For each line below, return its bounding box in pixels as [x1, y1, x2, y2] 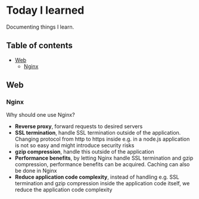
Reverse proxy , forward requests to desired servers [14, 123, 143, 130]
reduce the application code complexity [14, 186, 113, 194]
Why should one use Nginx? [6, 111, 76, 119]
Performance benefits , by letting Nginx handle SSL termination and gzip [14, 154, 194, 161]
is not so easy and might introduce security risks [14, 142, 135, 149]
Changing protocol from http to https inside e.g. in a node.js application [14, 135, 190, 143]
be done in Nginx [14, 167, 57, 175]
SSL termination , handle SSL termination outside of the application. [14, 129, 181, 136]
